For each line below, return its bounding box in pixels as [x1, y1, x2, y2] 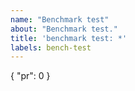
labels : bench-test [10, 42, 92, 53]
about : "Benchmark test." [10, 24, 118, 34]
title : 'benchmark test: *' [10, 33, 128, 43]
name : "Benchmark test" [10, 14, 110, 25]
